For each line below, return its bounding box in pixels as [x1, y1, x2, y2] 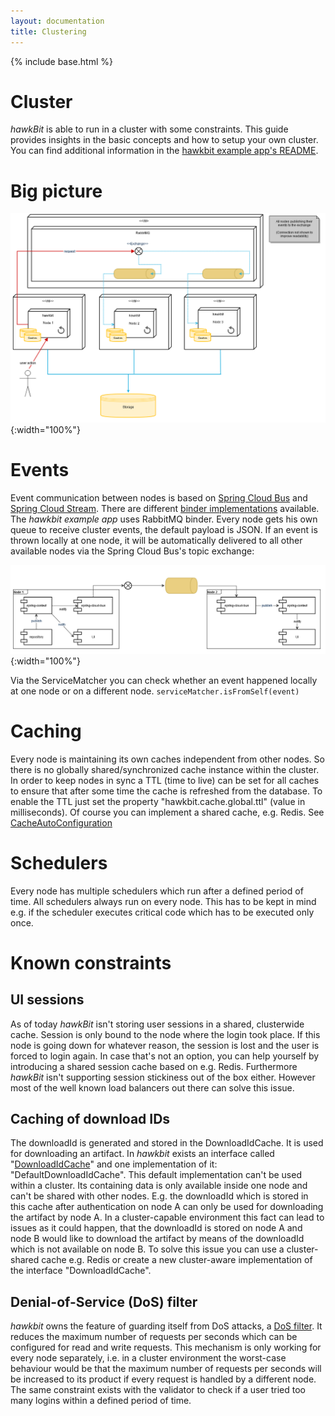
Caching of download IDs [10, 1111, 171, 1127]
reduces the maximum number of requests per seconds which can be [10, 1331, 298, 1343]
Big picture [10, 180, 103, 202]
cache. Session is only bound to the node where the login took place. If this [10, 1028, 321, 1040]
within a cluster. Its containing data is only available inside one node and [10, 1180, 308, 1192]
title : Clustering [10, 26, 87, 37]
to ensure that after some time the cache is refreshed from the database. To [10, 785, 323, 797]
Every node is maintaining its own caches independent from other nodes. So [10, 753, 325, 765]
